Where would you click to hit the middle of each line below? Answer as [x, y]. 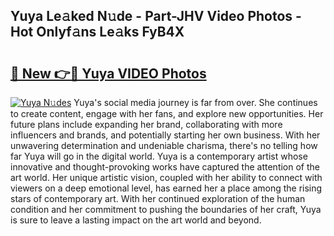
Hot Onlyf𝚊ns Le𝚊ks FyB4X [97, 32]
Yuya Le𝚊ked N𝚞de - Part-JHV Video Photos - [156, 16]
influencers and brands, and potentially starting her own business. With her [165, 135]
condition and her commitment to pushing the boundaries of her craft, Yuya [166, 209]
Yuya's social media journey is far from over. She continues [195, 102]
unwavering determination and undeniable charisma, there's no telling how [164, 145]
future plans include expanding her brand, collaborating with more [146, 124]
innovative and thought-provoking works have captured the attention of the [165, 167]
